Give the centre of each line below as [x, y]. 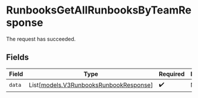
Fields [18, 57]
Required [172, 74]
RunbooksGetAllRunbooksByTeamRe [99, 10]
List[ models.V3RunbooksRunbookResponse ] [91, 85]
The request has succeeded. [41, 39]
